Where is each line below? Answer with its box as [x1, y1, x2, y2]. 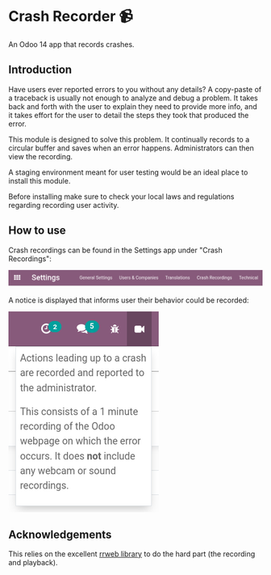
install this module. [8, 175, 71, 185]
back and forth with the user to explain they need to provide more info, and [8, 101, 258, 111]
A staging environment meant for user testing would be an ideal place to [8, 167, 248, 177]
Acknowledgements [8, 527, 112, 541]
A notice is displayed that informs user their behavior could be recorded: [8, 295, 249, 305]
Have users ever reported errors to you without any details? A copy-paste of [8, 84, 262, 94]
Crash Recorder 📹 [8, 7, 133, 26]
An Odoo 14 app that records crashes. [8, 39, 135, 49]
